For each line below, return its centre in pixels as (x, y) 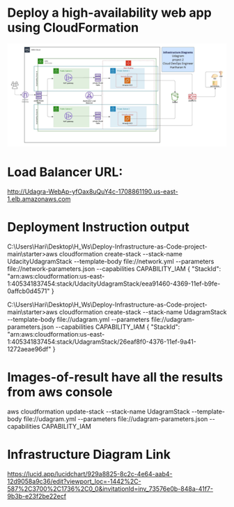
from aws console (60, 392)
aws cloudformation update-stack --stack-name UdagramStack (99, 411)
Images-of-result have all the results (115, 377)
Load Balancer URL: (65, 172)
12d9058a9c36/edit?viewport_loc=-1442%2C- (74, 481)
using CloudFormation (73, 28)
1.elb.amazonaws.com (39, 199)
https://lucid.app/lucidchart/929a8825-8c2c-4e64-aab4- (90, 473)
